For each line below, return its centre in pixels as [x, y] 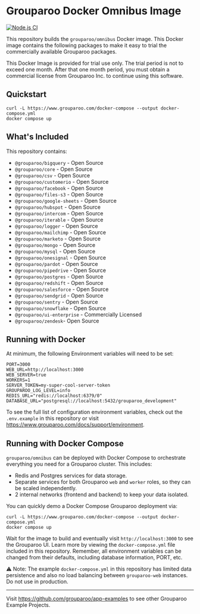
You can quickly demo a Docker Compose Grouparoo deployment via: [92, 506]
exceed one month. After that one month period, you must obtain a [88, 69]
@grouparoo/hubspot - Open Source [58, 207]
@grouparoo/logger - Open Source [56, 226]
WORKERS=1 [18, 380]
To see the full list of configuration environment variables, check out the [94, 412]
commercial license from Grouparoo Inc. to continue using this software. [95, 76]
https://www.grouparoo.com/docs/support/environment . [75, 425]
